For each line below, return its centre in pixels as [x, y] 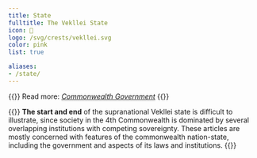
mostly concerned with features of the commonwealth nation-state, [119, 137]
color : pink [28, 45]
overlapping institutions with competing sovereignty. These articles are [124, 128]
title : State [30, 15]
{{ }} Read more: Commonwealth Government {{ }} [89, 96]
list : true [26, 52]
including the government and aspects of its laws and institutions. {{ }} [122, 145]
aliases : [23, 67]
